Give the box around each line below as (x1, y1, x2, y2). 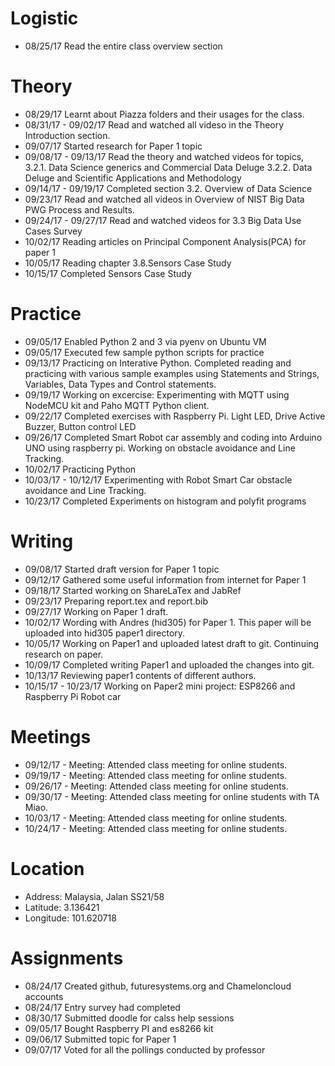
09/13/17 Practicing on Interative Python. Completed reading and (24, 357, 292, 369)
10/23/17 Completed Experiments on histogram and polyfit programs (24, 495, 307, 507)
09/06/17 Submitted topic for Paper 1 (24, 1033, 177, 1045)
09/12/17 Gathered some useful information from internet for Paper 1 (24, 573, 307, 586)
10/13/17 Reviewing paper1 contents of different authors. (24, 669, 257, 681)
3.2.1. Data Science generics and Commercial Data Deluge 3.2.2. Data (24, 161, 313, 173)
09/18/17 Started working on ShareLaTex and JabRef (24, 584, 242, 596)
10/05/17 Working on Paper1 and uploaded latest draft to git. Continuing (24, 637, 320, 649)
